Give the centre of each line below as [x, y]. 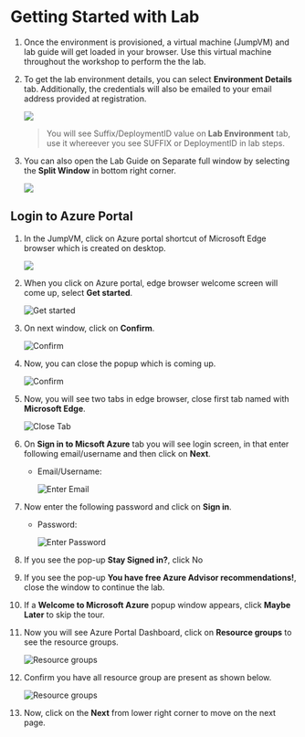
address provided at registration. [85, 99]
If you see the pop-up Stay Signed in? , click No [113, 560]
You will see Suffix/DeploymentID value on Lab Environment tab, [168, 133]
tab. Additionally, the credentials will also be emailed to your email [147, 89]
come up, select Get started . [78, 292]
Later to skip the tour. [64, 615]
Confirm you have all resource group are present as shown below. [147, 677]
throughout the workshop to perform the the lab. [115, 61]
